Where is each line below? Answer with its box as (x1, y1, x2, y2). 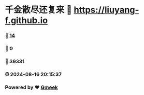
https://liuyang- (73, 4, 139, 15)
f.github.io (5, 15, 48, 26)
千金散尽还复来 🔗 (5, 4, 72, 15)
